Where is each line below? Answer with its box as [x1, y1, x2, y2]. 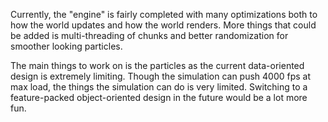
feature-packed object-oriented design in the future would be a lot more [10, 92, 308, 103]
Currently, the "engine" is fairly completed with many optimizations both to [10, 9, 318, 20]
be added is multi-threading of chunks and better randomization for [10, 30, 289, 41]
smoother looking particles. [10, 40, 123, 52]
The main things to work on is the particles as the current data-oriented [10, 60, 305, 71]
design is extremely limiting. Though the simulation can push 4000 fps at [10, 70, 312, 82]
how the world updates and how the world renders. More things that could [10, 19, 317, 31]
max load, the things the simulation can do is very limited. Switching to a [10, 81, 308, 93]
